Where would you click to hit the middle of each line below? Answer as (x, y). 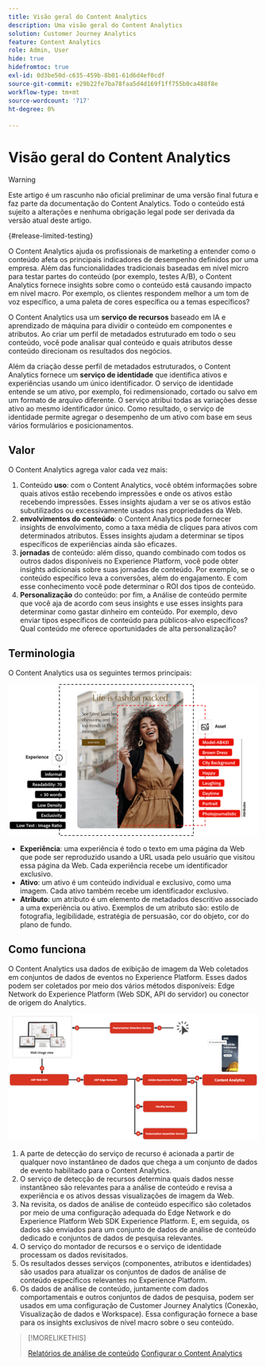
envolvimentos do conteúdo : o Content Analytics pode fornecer (125, 519)
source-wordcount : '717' (49, 101)
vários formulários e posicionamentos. (71, 426)
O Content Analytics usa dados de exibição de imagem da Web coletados (128, 969)
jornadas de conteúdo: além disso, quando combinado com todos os (133, 552)
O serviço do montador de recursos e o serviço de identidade (121, 1246)
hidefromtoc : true (39, 68)
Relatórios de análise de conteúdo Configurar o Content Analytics (135, 1353)
